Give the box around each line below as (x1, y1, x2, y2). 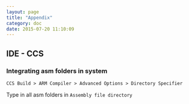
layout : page (6, 9, 39, 15)
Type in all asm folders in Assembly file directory (6, 91, 133, 98)
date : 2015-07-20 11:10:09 (6, 26, 75, 32)
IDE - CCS (6, 48, 44, 58)
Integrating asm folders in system (6, 66, 108, 75)
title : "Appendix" (6, 15, 53, 21)
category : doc (6, 20, 42, 26)
